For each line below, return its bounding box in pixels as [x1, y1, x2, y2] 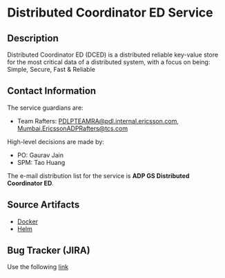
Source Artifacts [7, 199, 80, 211]
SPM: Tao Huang [17, 158, 66, 166]
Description [7, 32, 59, 44]
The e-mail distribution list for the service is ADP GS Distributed [7, 171, 190, 180]
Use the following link [7, 263, 69, 271]
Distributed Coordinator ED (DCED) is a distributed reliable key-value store [7, 50, 219, 59]
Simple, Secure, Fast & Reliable [7, 66, 95, 73]
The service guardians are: [7, 103, 84, 112]
